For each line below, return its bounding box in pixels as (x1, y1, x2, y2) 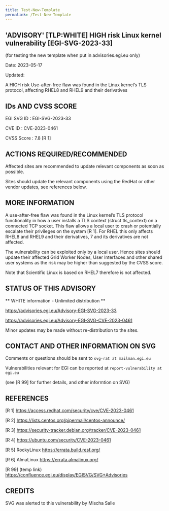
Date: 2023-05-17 (5, 62, 43, 69)
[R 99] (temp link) (5, 466, 42, 472)
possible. (5, 168, 24, 175)
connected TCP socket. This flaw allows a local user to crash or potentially (5, 223, 161, 229)
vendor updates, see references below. (5, 184, 87, 190)
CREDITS (5, 487, 35, 495)
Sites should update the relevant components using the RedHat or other (5, 178, 155, 184)
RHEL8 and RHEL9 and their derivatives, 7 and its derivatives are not (5, 233, 149, 240)
